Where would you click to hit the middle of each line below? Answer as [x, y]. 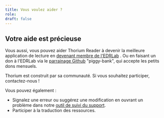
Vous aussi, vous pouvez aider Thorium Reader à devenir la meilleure [75, 51]
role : [11, 14]
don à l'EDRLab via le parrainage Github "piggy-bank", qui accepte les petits [82, 61]
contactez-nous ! [23, 81]
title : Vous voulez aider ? [34, 10]
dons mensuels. [21, 66]
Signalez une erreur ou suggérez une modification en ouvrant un [78, 100]
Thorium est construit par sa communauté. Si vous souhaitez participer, [77, 76]
